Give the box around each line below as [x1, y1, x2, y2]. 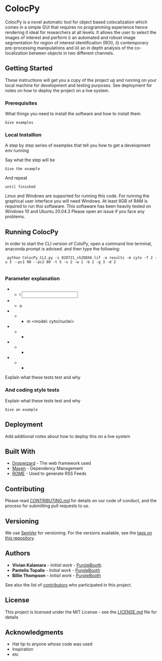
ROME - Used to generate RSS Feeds [12, 471, 86, 476]
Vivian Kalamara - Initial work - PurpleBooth [12, 562, 102, 568]
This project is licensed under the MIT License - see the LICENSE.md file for [5, 609, 157, 615]
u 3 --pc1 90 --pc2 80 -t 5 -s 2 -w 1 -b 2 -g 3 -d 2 [5, 260, 116, 264]
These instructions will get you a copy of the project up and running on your [5, 77, 157, 83]
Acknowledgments [5, 628, 64, 637]
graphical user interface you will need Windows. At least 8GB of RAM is [5, 198, 148, 204]
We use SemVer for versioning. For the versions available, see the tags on [5, 530, 152, 536]
